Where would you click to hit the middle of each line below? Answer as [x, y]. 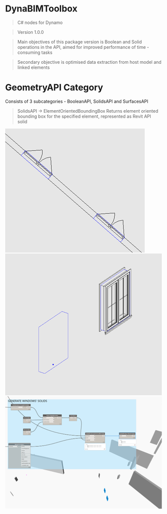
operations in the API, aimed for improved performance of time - [83, 47]
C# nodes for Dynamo [40, 22]
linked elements [34, 67]
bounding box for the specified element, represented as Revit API [84, 116]
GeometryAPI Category [54, 87]
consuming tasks [35, 52]
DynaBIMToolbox [42, 9]
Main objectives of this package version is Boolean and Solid [80, 42]
